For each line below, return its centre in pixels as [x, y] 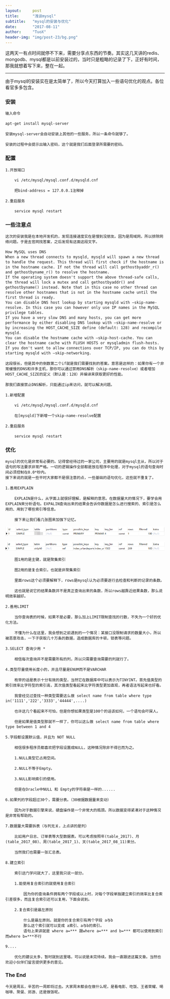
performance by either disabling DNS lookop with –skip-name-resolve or [83, 323]
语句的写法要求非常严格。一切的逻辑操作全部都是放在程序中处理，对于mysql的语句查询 [82, 467]
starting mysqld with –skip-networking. [49, 353]
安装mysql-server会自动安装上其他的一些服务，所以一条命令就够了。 [68, 134]
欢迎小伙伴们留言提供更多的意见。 [35, 963]
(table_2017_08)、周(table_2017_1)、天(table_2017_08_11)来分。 [72, 842]
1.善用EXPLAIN [19, 488]
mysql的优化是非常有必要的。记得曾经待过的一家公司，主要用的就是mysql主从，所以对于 [84, 462]
